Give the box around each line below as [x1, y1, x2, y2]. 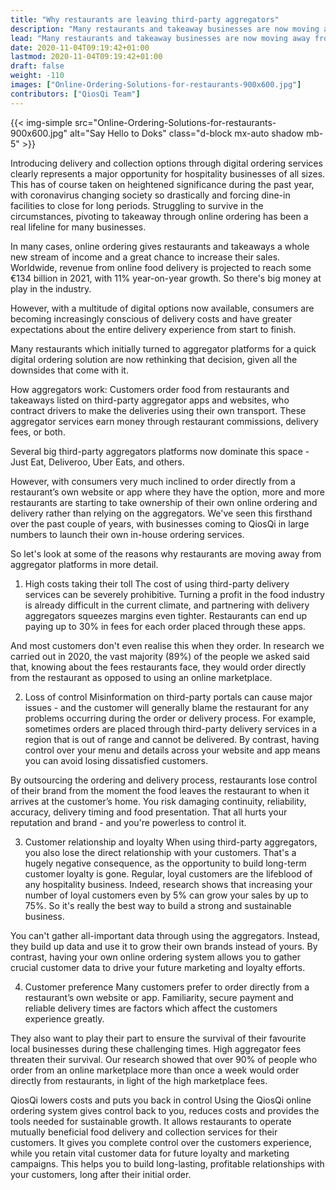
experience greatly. [24, 1012, 105, 1025]
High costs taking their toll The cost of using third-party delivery [24, 577, 290, 590]
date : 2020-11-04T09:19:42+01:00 [10, 42, 150, 53]
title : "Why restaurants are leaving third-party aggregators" [10, 14, 280, 25]
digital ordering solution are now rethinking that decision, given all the [10, 353, 298, 365]
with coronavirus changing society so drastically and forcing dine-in [10, 189, 291, 201]
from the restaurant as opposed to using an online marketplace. [10, 671, 273, 683]
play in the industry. [10, 282, 92, 295]
